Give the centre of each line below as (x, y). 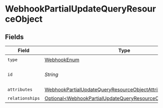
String (51, 74)
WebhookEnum (62, 60)
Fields (15, 37)
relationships (24, 98)
